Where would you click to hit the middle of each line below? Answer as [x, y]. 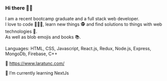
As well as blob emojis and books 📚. [43, 37]
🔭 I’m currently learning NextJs [37, 73]
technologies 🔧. [21, 31]
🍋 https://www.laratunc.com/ [35, 64]
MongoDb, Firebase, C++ [31, 54]
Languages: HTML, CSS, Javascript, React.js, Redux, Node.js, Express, [78, 49]
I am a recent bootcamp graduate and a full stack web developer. [72, 19]
